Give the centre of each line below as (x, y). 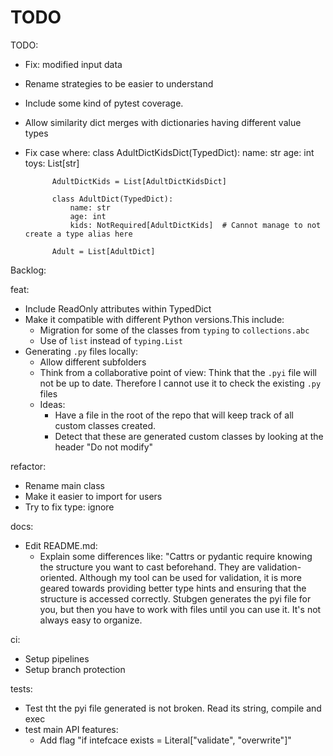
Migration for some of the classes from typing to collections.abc (174, 330)
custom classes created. (105, 425)
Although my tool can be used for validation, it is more (190, 577)
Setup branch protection (75, 669)
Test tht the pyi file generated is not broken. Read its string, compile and (173, 708)
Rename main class (65, 485)
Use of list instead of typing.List (111, 340)
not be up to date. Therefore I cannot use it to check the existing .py (180, 383)
